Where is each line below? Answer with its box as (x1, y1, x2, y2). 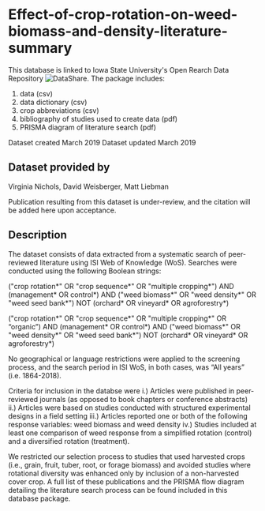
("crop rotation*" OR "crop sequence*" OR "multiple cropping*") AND (8, 281, 234, 291)
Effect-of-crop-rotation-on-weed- (8, 6, 238, 24)
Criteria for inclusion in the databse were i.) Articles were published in (8, 385, 235, 396)
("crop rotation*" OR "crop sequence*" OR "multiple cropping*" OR (8, 314, 227, 323)
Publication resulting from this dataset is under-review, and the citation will (8, 197, 251, 206)
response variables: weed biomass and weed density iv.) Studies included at (8, 419, 257, 429)
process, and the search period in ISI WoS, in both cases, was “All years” (8, 362, 244, 372)
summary (8, 39, 73, 57)
